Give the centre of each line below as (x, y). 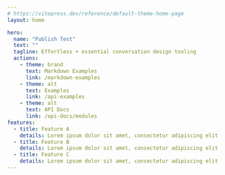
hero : (15, 33)
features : (21, 122)
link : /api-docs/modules (61, 116)
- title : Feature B (42, 142)
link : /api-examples (55, 97)
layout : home (26, 20)
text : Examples (47, 91)
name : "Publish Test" (45, 39)
